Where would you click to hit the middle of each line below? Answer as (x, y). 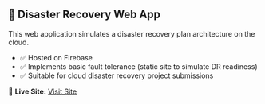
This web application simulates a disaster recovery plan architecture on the (132, 33)
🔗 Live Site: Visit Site (43, 91)
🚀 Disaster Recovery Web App (85, 15)
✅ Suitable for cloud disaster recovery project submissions (117, 75)
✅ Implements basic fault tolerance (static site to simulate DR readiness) (138, 66)
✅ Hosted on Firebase (56, 57)
